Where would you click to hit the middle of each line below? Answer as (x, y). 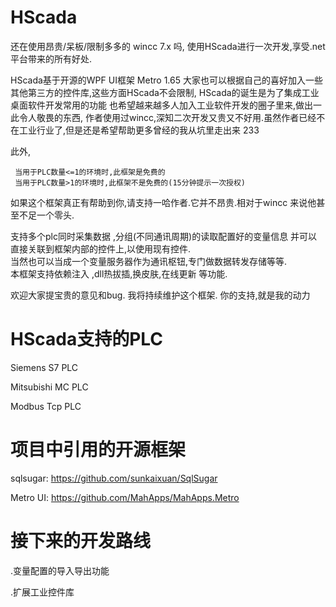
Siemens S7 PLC (44, 367)
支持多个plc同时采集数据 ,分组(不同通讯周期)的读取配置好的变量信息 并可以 (164, 236)
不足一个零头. (46, 215)
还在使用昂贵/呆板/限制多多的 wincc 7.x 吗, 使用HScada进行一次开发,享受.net (168, 46)
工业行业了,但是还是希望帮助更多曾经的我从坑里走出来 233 (139, 130)
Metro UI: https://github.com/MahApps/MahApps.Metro (125, 497)
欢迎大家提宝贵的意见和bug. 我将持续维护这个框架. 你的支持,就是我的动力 (160, 295)
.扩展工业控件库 (42, 592)
